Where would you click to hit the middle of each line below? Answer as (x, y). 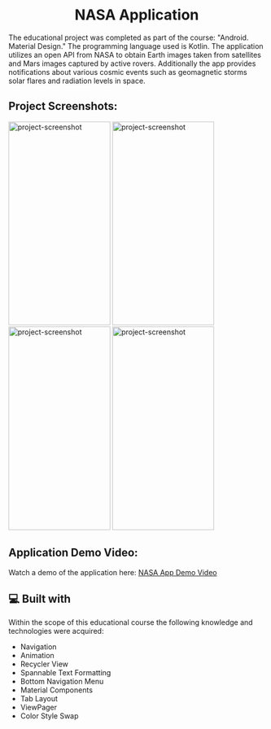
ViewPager (39, 707)
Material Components (57, 690)
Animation (37, 656)
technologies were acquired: (56, 631)
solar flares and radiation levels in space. (77, 81)
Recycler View (44, 664)
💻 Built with (40, 598)
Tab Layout (39, 699)
